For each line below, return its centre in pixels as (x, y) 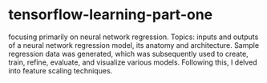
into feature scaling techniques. (61, 70)
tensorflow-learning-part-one (111, 15)
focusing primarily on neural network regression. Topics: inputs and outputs (133, 37)
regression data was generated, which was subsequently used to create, (128, 53)
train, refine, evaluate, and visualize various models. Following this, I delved (133, 62)
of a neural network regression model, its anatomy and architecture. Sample (133, 45)
